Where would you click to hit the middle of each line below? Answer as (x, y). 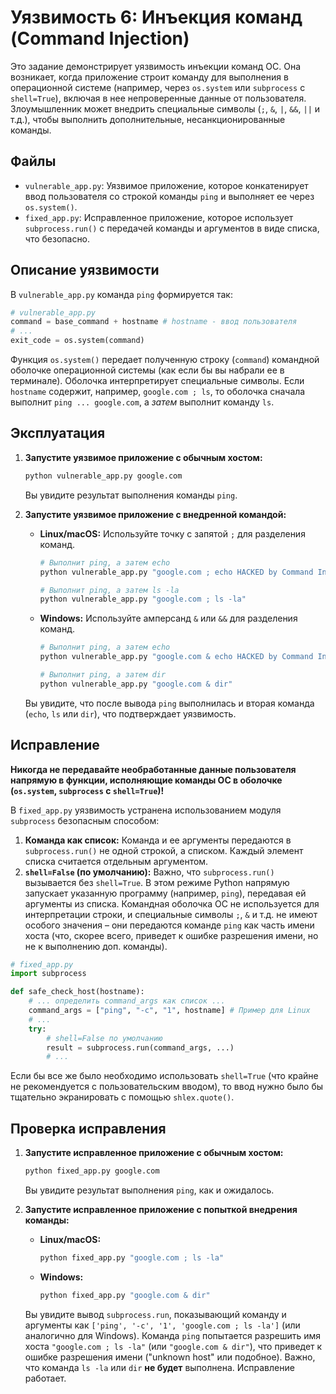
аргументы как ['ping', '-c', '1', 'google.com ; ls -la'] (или (162, 1325)
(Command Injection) (100, 38)
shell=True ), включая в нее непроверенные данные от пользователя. (158, 98)
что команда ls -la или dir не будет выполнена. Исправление (159, 1367)
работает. (45, 1378)
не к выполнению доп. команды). (96, 946)
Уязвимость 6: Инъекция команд (156, 17)
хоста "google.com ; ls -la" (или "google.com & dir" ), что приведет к (173, 1346)
